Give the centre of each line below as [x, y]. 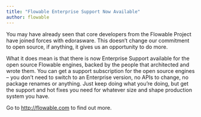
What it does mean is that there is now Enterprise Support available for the [98, 58]
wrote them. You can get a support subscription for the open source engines [100, 71]
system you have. [28, 96]
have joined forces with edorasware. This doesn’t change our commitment [98, 40]
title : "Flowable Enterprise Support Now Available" [73, 12]
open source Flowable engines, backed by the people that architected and [98, 64]
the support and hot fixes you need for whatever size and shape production [99, 90]
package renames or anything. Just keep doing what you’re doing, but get [98, 83]
